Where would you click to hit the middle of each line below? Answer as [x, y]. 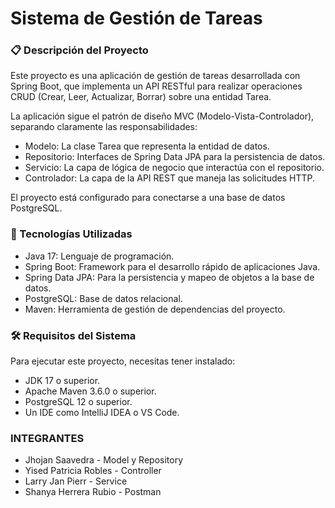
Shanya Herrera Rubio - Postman [93, 492]
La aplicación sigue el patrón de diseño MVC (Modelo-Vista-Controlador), [162, 116]
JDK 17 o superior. [62, 381]
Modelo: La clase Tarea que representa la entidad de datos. [147, 146]
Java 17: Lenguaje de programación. [99, 256]
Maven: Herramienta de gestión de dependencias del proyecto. [155, 309]
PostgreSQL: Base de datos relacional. [103, 298]
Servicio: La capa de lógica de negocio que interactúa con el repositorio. [174, 168]
